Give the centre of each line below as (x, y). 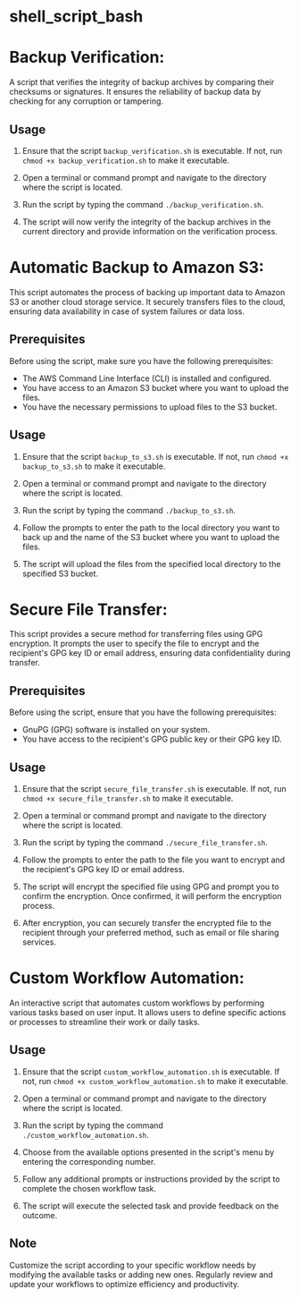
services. (39, 942)
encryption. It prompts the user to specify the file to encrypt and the (134, 644)
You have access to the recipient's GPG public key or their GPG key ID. (152, 739)
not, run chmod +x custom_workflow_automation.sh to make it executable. (155, 1081)
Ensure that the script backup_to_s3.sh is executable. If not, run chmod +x (155, 456)
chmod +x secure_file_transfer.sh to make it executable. (128, 799)
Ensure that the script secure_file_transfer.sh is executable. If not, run (154, 789)
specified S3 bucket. (60, 573)
